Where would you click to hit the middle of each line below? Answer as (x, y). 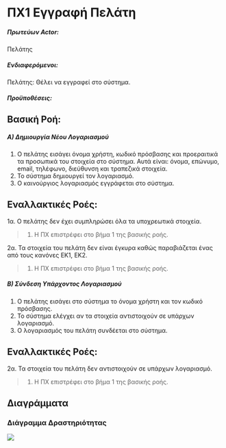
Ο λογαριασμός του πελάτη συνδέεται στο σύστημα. (92, 330)
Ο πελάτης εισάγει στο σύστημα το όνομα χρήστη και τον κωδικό (110, 301)
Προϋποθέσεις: (30, 98)
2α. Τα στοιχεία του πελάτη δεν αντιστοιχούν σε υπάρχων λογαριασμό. (110, 369)
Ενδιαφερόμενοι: (33, 65)
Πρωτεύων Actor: (33, 32)
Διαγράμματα (38, 403)
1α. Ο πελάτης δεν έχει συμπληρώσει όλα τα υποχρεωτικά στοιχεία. (104, 221)
